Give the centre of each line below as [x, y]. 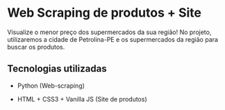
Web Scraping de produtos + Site [104, 13]
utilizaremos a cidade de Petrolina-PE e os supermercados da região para [113, 39]
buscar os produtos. [36, 47]
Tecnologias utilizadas [57, 69]
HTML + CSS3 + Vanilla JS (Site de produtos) [82, 99]
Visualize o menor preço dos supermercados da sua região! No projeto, [109, 32]
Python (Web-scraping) [51, 86]
